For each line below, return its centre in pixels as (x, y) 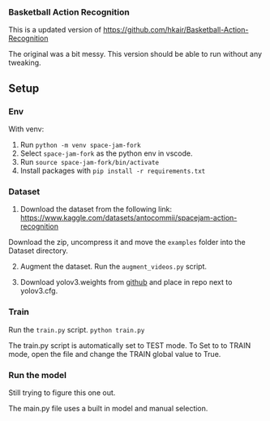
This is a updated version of (55, 30)
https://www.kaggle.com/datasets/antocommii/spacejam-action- (129, 218)
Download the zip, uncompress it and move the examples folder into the (127, 243)
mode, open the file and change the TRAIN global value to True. (115, 354)
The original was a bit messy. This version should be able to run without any (135, 54)
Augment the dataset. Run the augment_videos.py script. (114, 267)
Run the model (38, 375)
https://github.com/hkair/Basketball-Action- (176, 30)
